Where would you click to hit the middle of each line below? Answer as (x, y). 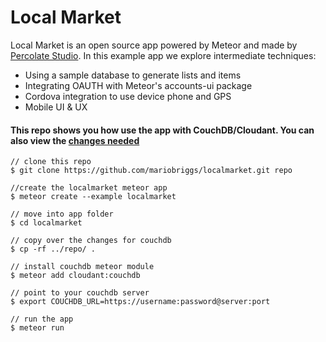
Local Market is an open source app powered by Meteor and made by (154, 45)
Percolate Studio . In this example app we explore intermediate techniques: (163, 55)
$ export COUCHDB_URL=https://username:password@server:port (140, 302)
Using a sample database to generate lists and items (133, 75)
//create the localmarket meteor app (89, 188)
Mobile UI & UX (56, 107)
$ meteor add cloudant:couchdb (75, 276)
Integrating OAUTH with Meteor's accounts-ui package (138, 85)
